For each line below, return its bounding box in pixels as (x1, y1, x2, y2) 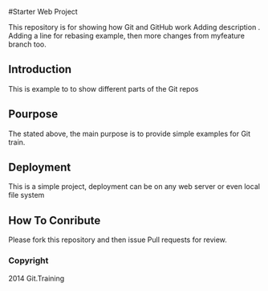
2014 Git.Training (8, 273, 65, 283)
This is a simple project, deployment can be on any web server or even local (8, 182, 261, 191)
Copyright (8, 255, 49, 266)
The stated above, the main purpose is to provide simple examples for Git (8, 129, 251, 138)
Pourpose (8, 108, 59, 121)
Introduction (8, 63, 72, 76)
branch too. (8, 39, 47, 49)
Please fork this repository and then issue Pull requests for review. (8, 235, 227, 244)
